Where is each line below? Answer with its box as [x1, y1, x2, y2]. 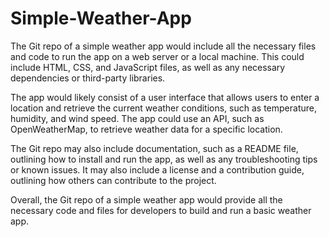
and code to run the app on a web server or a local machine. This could [10, 50, 305, 62]
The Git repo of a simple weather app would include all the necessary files [10, 40, 317, 52]
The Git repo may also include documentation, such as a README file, [10, 142, 299, 154]
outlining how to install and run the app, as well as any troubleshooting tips [10, 153, 318, 165]
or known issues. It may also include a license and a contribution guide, [10, 163, 305, 176]
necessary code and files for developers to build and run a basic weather [10, 204, 312, 216]
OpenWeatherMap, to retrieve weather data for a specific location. [10, 123, 283, 135]
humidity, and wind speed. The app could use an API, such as [10, 112, 265, 124]
